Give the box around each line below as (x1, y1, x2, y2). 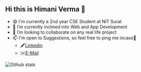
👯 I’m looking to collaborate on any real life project (12, 29, 117, 35)
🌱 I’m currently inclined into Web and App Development (12, 24, 127, 30)
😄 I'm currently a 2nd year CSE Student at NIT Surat (12, 18, 122, 24)
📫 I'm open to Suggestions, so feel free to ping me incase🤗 (12, 35, 136, 41)
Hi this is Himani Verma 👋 (5, 5, 86, 14)
